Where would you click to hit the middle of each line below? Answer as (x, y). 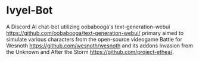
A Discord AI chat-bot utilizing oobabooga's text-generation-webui (88, 27)
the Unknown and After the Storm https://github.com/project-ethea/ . (90, 52)
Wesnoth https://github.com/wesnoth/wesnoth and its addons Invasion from (100, 46)
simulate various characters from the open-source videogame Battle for (94, 39)
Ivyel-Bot (29, 10)
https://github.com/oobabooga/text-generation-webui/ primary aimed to (95, 33)
